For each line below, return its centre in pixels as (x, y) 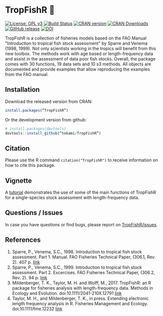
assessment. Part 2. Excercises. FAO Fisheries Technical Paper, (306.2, (83, 272)
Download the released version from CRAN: (49, 101)
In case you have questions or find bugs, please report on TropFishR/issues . (81, 224)
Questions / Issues (34, 213)
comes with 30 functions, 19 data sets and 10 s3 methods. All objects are (78, 64)
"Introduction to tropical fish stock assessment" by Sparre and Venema (76, 43)
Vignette (18, 181)
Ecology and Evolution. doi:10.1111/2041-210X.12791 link (67, 293)
